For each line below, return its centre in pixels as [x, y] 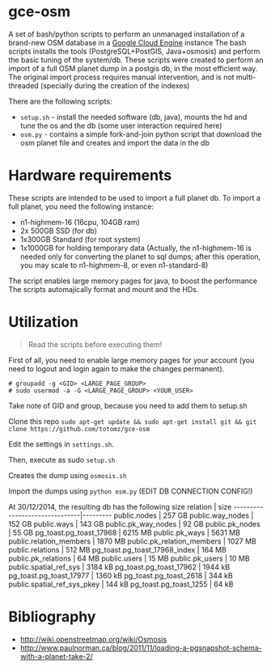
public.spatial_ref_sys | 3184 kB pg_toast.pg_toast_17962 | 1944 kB [119, 567]
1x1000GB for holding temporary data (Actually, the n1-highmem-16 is [136, 248]
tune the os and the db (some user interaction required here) [121, 125]
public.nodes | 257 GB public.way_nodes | [184, 515]
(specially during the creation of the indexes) [115, 85]
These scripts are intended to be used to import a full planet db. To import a [135, 197]
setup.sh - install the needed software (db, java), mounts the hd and [133, 116]
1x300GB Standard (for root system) [80, 239]
